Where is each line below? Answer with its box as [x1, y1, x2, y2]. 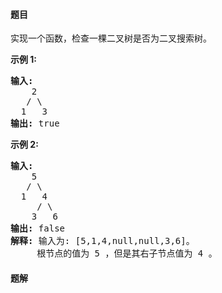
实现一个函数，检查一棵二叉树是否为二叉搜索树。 [10, 32, 212, 44]
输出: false [10, 223, 66, 234]
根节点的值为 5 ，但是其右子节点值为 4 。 [36, 248, 218, 259]
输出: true [10, 118, 60, 129]
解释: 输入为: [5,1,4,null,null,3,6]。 [10, 235, 195, 247]
